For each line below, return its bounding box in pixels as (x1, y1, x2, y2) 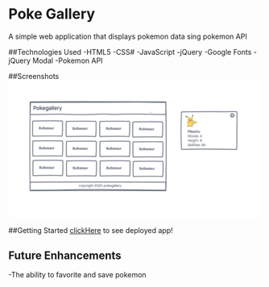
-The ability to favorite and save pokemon (8, 270, 147, 280)
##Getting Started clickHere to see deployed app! (8, 225, 173, 235)
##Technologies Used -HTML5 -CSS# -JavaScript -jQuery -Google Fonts (8, 47, 252, 56)
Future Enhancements (8, 249, 122, 263)
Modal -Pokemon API (31, 56, 103, 65)
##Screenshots (8, 71, 60, 81)
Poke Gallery (8, 5, 95, 23)
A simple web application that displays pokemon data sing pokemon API (8, 31, 247, 41)
